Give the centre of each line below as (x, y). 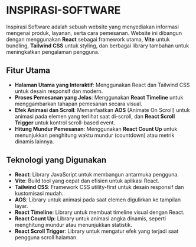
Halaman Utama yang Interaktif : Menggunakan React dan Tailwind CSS (102, 85)
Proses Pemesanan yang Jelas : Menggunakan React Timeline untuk (99, 97)
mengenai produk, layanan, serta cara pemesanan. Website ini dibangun (94, 33)
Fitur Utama (28, 71)
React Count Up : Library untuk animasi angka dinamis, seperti (90, 218)
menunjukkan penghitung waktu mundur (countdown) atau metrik (94, 135)
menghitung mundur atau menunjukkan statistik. (73, 224)
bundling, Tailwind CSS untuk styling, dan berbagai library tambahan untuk (98, 46)
